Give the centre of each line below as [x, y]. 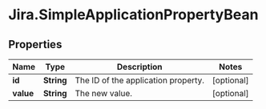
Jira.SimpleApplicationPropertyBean [133, 15]
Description [139, 67]
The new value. [104, 93]
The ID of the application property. [140, 80]
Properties [35, 44]
